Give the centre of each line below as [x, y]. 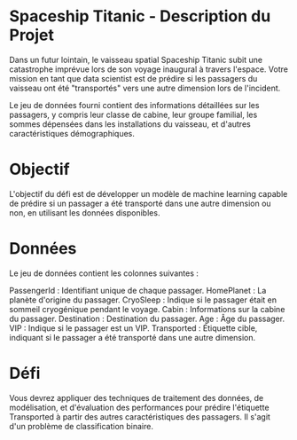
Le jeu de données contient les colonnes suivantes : [104, 273]
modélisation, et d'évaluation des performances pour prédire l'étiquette [139, 407]
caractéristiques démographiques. [72, 133]
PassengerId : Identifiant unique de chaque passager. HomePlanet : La [138, 290]
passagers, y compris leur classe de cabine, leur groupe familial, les [133, 114]
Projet [32, 35]
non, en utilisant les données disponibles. [85, 212]
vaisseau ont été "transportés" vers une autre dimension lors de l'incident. [145, 88]
